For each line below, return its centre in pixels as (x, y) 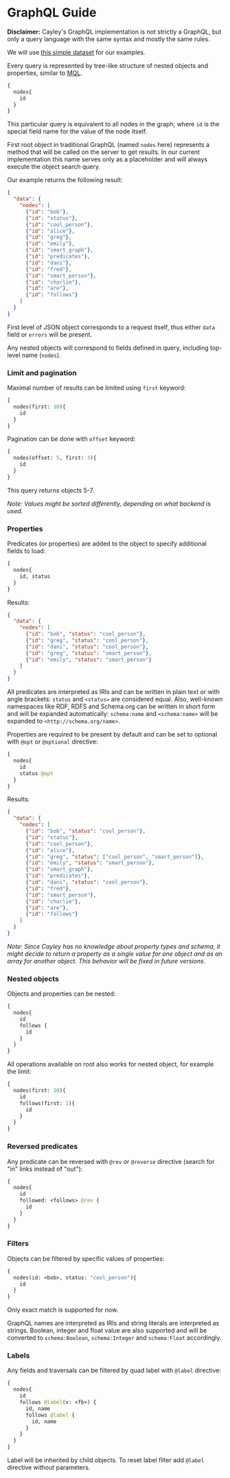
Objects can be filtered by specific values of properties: (86, 1258)
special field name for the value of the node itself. (77, 131)
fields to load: (26, 551)
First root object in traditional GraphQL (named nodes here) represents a (108, 145)
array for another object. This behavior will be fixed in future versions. (106, 961)
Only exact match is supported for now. (63, 1310)
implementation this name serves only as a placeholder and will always (107, 159)
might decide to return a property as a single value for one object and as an (115, 954)
